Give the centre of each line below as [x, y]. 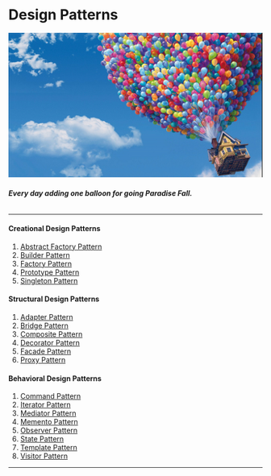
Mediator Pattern [48, 413]
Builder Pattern [45, 255]
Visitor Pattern [44, 456]
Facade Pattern [45, 351]
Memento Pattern [49, 422]
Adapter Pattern [47, 317]
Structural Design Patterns [54, 299]
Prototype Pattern [50, 272]
